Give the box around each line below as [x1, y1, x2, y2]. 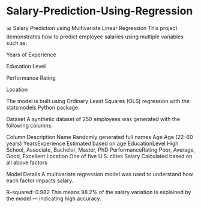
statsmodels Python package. [6, 104, 80, 111]
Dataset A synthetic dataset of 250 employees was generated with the [6, 115, 181, 122]
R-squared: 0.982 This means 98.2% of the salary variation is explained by [6, 188, 191, 195]
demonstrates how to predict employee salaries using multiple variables [6, 33, 184, 40]
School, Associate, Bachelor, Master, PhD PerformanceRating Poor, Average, [6, 146, 196, 153]
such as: [6, 39, 28, 46]
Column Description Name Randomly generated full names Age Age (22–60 [6, 133, 193, 140]
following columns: [6, 122, 53, 129]
